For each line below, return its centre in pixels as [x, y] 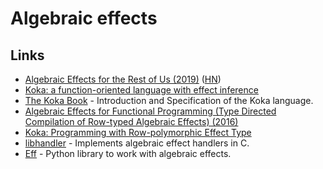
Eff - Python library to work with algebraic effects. [128, 153]
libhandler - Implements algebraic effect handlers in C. [137, 143]
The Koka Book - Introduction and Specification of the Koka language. [169, 100]
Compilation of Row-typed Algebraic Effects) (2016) [131, 121]
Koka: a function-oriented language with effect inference [141, 90]
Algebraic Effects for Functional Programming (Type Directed [150, 111]
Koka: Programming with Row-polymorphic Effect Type [138, 132]
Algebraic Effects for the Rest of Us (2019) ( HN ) [123, 79]
